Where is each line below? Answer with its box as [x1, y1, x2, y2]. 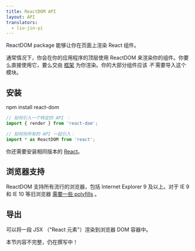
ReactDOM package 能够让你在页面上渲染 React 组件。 [6, 42, 139, 49]
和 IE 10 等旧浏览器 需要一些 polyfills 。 [6, 191, 100, 198]
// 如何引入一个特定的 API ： [6, 115, 71, 121]
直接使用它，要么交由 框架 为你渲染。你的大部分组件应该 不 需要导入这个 [11, 62, 186, 69]
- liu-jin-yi [11, 25, 43, 31]
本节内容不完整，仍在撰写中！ [6, 239, 78, 246]
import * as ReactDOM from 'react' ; [6, 136, 95, 143]
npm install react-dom [6, 104, 60, 111]
